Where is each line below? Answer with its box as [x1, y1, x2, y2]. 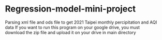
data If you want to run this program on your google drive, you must [5, 24, 140, 30]
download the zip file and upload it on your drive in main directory [5, 29, 136, 35]
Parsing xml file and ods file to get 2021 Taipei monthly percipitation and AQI [5, 19, 157, 25]
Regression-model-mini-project [5, 3, 136, 14]
